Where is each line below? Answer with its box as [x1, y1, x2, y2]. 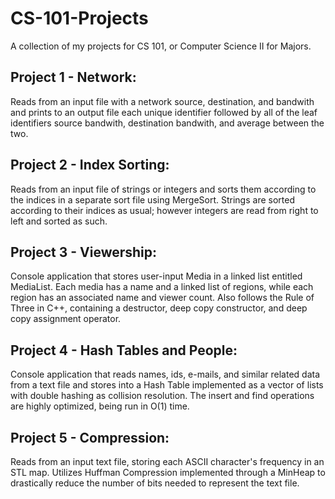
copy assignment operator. [10, 313, 122, 325]
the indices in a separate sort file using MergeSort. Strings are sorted [10, 193, 295, 206]
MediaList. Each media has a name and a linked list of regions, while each [10, 281, 314, 293]
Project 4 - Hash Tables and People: [10, 342, 238, 359]
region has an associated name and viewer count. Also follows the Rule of [10, 292, 315, 304]
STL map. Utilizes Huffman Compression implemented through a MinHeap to [10, 467, 326, 478]
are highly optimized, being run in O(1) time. [10, 400, 190, 412]
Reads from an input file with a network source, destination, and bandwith [10, 95, 315, 107]
